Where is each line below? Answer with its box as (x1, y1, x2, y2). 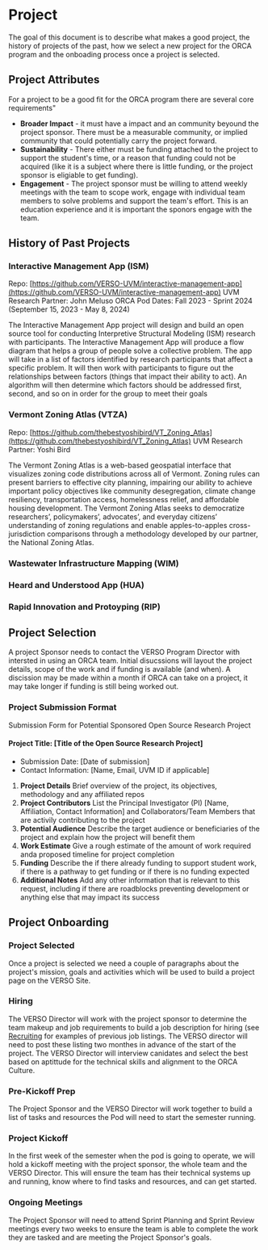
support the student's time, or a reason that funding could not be (19, 153, 237, 162)
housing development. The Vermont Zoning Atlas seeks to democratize (8, 503, 245, 513)
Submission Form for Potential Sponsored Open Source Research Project (8, 720, 252, 730)
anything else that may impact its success (19, 892, 160, 902)
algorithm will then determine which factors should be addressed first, (8, 380, 242, 390)
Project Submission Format (8, 702, 117, 713)
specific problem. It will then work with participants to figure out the (8, 363, 234, 373)
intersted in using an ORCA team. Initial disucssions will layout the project (8, 656, 253, 665)
